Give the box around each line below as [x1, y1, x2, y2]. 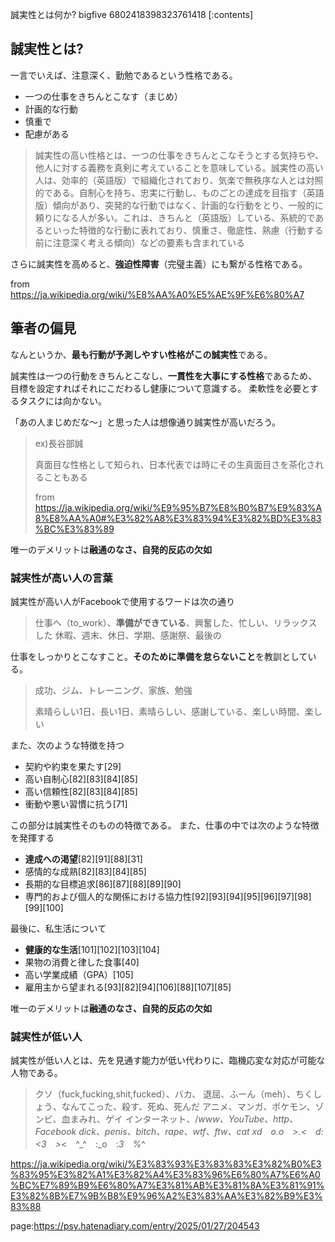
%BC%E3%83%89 [34, 523, 115, 535]
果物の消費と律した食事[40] [24, 956, 140, 968]
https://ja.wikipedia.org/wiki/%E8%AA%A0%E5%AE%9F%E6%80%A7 [10, 288, 305, 300]
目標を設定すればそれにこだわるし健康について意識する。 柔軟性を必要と [10, 382, 310, 394]
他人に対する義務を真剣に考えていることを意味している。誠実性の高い [34, 161, 324, 173]
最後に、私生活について [10, 922, 107, 934]
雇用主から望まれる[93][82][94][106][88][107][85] [24, 981, 232, 993]
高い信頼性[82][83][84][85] [24, 785, 138, 797]
